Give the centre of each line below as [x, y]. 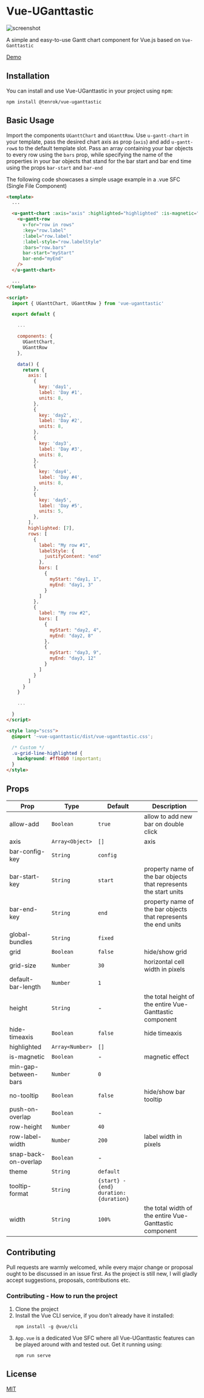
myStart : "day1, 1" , [76, 579]
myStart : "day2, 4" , [76, 630]
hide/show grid [165, 951]
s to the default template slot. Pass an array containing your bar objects [104, 148]
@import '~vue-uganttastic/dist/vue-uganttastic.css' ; [83, 736]
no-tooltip [24, 1095]
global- [20, 934]
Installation [28, 76]
